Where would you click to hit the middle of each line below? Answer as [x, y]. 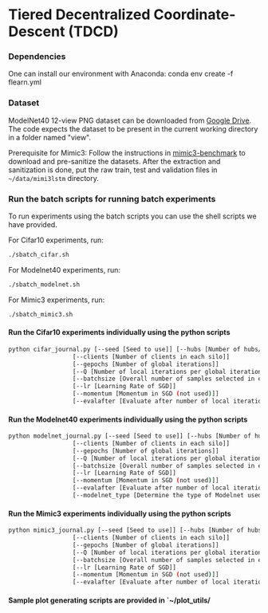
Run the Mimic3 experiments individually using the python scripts [120, 513]
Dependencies [37, 57]
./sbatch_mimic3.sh [41, 314]
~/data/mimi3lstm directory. [54, 178]
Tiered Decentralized [79, 15]
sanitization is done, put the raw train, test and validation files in [113, 170]
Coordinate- [195, 15]
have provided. [33, 225]
